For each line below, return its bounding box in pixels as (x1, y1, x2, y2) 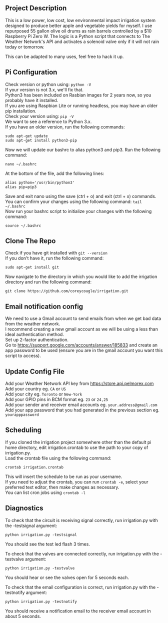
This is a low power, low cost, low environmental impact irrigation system (5, 17, 156, 23)
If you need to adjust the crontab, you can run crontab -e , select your (5, 478, 148, 484)
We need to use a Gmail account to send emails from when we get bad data (5, 315, 161, 321)
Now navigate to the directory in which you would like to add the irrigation (5, 273, 157, 279)
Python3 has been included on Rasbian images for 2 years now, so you (5, 92, 151, 98)
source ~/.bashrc (5, 223, 41, 228)
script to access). (5, 352, 41, 359)
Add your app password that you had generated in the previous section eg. (5, 407, 160, 413)
